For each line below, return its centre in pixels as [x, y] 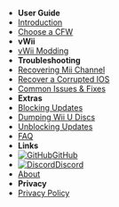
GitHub [65, 155]
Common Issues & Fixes [62, 89]
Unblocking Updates [55, 127]
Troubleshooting [49, 60]
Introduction [40, 22]
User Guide [39, 13]
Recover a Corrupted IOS [63, 79]
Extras [30, 98]
